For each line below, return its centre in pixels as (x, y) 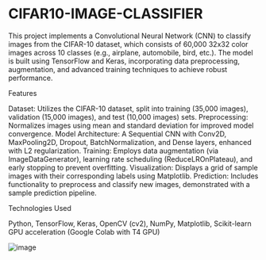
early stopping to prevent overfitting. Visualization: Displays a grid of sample (133, 167)
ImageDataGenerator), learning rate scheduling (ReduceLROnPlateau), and (130, 159)
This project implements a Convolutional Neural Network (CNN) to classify (130, 36)
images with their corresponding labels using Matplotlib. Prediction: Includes (133, 176)
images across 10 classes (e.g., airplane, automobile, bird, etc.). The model (131, 52)
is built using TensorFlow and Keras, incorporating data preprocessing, (124, 61)
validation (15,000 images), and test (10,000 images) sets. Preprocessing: (128, 117)
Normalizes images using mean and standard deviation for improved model (131, 125)
